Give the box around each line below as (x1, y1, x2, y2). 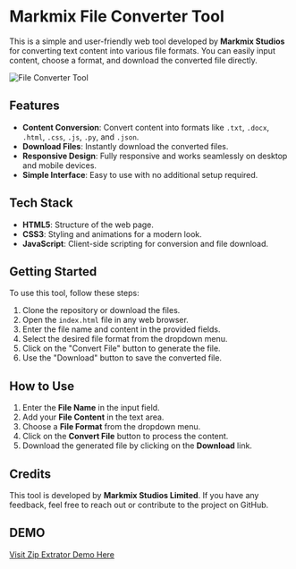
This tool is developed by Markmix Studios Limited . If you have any (9, 490, 259, 500)
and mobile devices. (21, 159, 97, 171)
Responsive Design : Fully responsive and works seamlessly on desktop (21, 150, 288, 161)
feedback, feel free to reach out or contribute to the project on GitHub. (9, 499, 269, 510)
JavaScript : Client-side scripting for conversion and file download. (21, 238, 269, 249)
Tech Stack (9, 195, 73, 211)
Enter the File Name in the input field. (21, 403, 160, 413)
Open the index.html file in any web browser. (21, 315, 190, 326)
